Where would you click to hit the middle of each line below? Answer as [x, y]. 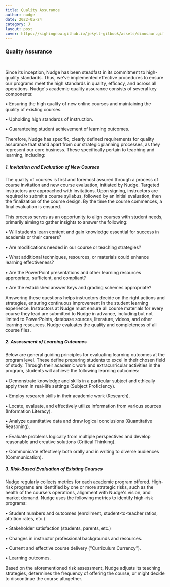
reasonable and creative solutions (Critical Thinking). [60, 442]
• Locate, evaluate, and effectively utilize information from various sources [83, 406]
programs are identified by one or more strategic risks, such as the [84, 487]
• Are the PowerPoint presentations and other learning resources [73, 273]
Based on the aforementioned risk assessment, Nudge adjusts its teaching [83, 568]
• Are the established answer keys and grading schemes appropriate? [78, 288]
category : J [18, 24]
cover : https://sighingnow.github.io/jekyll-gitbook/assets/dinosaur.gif [85, 34]
